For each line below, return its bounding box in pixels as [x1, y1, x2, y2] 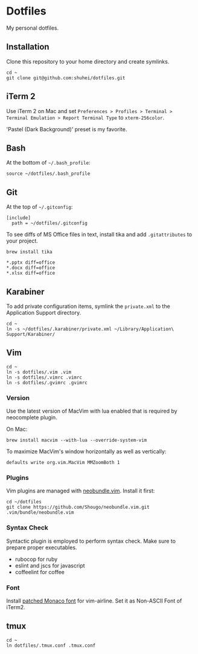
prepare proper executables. [6, 543, 77, 551]
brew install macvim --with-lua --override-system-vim [6, 437, 147, 443]
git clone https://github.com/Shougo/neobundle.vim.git [6, 504, 150, 511]
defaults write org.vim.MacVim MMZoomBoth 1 [6, 460, 120, 466]
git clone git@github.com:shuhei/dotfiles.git [6, 74, 126, 81]
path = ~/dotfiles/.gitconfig [11, 220, 88, 226]
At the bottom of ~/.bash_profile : [6, 159, 91, 166]
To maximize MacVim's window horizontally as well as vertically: [6, 448, 167, 455]
